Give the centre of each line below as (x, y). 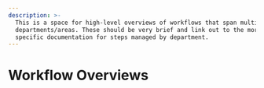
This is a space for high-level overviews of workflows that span (126, 23)
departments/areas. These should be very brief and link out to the (130, 30)
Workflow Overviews (79, 76)
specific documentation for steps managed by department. (112, 37)
